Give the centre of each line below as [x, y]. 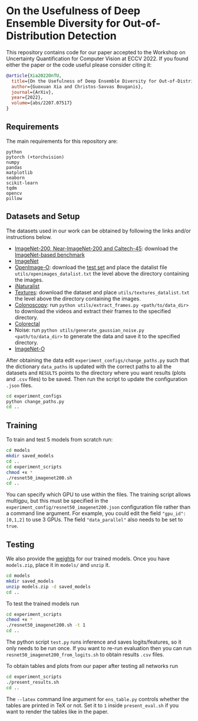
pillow [14, 198]
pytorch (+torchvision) [35, 157]
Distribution [36, 36]
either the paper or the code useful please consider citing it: [79, 65]
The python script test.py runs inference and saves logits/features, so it [94, 642]
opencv [14, 193]
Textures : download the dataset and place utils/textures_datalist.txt [102, 292]
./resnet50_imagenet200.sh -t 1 [46, 625]
